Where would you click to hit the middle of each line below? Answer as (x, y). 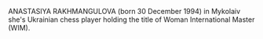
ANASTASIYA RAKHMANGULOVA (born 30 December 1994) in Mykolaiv (124, 11)
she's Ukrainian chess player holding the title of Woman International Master (131, 19)
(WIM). (19, 28)
